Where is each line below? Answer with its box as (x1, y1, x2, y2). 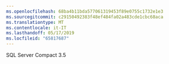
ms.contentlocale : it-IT (6, 24, 67, 31)
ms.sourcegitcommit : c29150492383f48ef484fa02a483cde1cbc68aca (6, 14, 164, 20)
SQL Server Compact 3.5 (6, 52, 66, 58)
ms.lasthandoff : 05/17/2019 (6, 30, 75, 36)
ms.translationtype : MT (6, 19, 64, 25)
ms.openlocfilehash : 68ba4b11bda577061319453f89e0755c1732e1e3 (6, 8, 164, 15)
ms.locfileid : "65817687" (6, 35, 69, 41)
